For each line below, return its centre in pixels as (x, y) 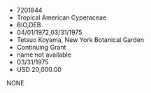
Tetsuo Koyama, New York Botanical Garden (80, 40)
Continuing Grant (41, 47)
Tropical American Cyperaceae (62, 17)
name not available (44, 55)
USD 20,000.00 (39, 70)
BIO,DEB (29, 25)
